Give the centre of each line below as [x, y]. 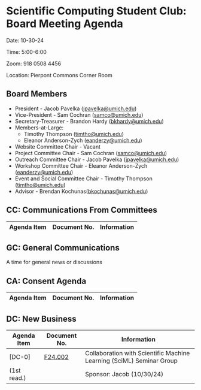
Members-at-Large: [39, 128]
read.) [18, 378]
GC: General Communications [63, 248]
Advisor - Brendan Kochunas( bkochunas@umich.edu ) [81, 191]
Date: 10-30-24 [25, 40]
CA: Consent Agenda [46, 281]
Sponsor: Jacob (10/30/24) [124, 374]
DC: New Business [41, 319]
